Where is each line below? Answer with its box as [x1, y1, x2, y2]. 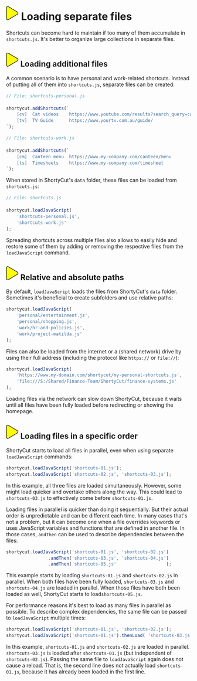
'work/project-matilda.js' [16, 331, 83, 337]
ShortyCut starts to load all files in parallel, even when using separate [6, 447, 174, 454]
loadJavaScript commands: [6, 453, 73, 460]
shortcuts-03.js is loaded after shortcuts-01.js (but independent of [6, 649, 172, 656]
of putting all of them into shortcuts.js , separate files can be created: [6, 81, 175, 88]
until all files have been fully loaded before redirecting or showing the [6, 401, 174, 408]
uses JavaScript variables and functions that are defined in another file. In [6, 525, 185, 532]
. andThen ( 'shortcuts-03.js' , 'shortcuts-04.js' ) [47, 555, 169, 561]
